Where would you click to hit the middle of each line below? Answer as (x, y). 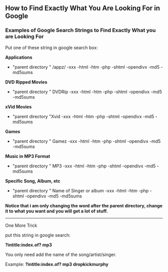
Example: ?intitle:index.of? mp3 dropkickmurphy (57, 264)
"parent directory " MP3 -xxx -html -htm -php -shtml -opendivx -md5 (84, 166)
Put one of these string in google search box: (52, 48)
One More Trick (21, 225)
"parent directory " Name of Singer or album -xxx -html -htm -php (80, 190)
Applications (19, 57)
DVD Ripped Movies (26, 82)
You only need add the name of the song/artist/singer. (61, 254)
